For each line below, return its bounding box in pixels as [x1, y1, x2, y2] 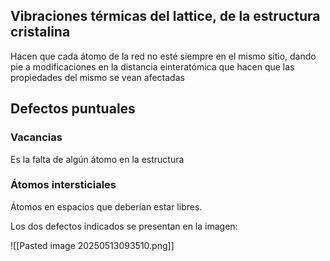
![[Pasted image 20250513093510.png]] [10, 239, 175, 251]
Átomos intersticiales [10, 178, 117, 192]
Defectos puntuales [10, 100, 136, 118]
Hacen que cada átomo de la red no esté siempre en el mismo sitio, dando [10, 50, 317, 62]
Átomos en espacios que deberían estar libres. [10, 200, 203, 213]
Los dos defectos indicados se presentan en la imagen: [10, 220, 238, 232]
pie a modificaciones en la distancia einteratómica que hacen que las [10, 60, 295, 73]
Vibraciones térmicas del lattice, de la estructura [10, 8, 321, 25]
